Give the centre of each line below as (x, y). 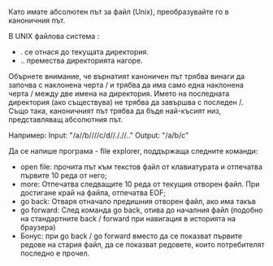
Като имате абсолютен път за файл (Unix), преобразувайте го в (119, 12)
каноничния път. (37, 20)
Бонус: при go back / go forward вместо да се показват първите (131, 236)
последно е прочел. (55, 253)
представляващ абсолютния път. (66, 120)
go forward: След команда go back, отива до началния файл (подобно (141, 210)
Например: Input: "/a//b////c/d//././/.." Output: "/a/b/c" (99, 135)
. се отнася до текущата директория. (84, 52)
